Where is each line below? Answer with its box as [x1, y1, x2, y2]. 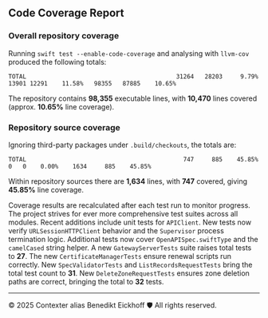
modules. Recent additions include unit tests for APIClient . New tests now [8, 217, 252, 227]
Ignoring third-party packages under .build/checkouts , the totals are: [8, 140, 237, 149]
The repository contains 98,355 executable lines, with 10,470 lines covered [8, 93, 258, 103]
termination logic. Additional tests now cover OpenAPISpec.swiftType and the [8, 234, 258, 244]
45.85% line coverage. [8, 185, 85, 194]
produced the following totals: [8, 57, 107, 66]
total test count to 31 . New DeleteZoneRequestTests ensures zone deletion [8, 268, 250, 278]
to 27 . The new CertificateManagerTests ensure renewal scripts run [8, 251, 231, 260]
